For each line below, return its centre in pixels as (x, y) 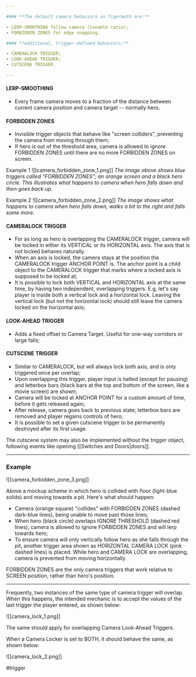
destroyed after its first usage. (51, 428)
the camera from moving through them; (62, 140)
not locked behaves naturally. (50, 252)
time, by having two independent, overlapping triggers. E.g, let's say (97, 289)
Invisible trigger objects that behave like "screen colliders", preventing (99, 134)
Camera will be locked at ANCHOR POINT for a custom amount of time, (100, 397)
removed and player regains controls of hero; (69, 416)
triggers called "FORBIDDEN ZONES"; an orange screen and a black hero (94, 177)
